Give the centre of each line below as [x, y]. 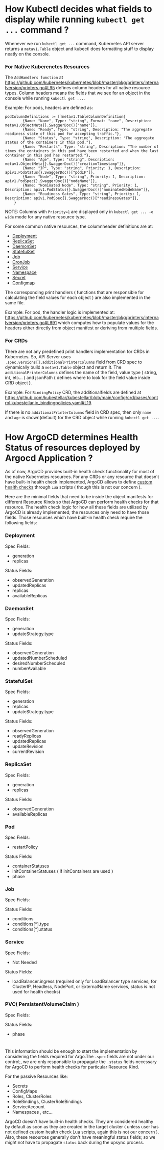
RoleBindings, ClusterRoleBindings [47, 1102]
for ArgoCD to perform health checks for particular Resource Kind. [72, 1067]
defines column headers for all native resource [103, 88]
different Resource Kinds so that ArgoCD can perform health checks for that [82, 502]
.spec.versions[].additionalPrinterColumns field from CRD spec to [74, 362]
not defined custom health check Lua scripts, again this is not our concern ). [82, 1132]
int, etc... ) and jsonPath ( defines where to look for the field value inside [78, 377]
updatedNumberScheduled [39, 658]
